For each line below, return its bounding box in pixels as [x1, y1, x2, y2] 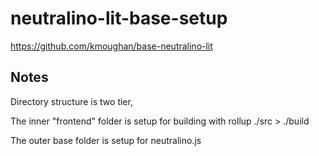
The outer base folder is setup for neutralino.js [10, 134, 202, 146]
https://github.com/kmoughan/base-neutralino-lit [10, 40, 213, 52]
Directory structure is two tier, [10, 95, 133, 107]
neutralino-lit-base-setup [10, 7, 228, 30]
